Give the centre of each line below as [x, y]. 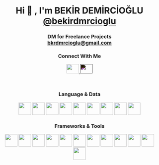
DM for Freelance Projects [79, 37]
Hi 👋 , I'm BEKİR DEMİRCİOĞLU [79, 11]
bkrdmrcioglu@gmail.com [79, 43]
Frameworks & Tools [79, 126]
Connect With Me [79, 56]
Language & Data [79, 94]
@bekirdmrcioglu [79, 21]
